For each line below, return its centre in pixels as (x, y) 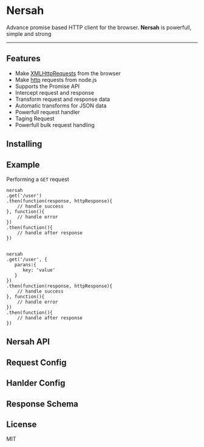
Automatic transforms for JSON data (61, 105)
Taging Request (35, 118)
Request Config (36, 362)
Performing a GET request (38, 179)
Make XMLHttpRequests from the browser (68, 73)
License (22, 424)
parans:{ (25, 265)
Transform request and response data (63, 99)
